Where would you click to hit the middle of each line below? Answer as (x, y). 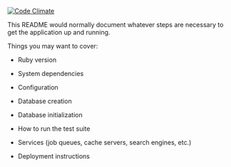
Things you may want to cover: (53, 46)
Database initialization (50, 115)
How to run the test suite (54, 129)
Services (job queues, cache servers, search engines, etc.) (104, 142)
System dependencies (51, 74)
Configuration (38, 87)
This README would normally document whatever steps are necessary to (115, 25)
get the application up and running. (59, 32)
